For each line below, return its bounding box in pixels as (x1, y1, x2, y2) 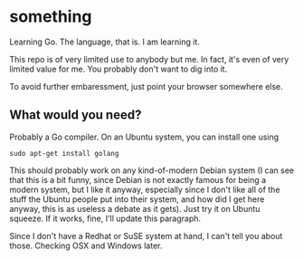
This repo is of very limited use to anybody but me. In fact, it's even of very (9, 53, 289, 64)
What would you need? (9, 107, 142, 123)
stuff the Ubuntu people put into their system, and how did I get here (9, 193, 265, 205)
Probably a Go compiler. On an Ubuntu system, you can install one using (9, 131, 279, 142)
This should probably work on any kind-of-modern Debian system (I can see (9, 165, 295, 176)
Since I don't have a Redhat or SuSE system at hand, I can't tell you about (9, 230, 283, 241)
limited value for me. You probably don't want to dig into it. (9, 63, 228, 74)
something (9, 6, 92, 27)
